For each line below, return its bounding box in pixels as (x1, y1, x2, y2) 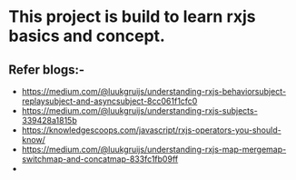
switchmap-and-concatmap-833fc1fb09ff (21, 154, 179, 165)
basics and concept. (8, 25, 165, 46)
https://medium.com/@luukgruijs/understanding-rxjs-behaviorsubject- (21, 86, 287, 96)
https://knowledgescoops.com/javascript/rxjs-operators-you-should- (21, 125, 282, 135)
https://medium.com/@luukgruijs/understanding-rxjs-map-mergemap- (21, 144, 287, 155)
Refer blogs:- (8, 62, 85, 77)
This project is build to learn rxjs (8, 6, 256, 27)
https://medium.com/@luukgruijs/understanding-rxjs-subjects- (21, 105, 258, 115)
